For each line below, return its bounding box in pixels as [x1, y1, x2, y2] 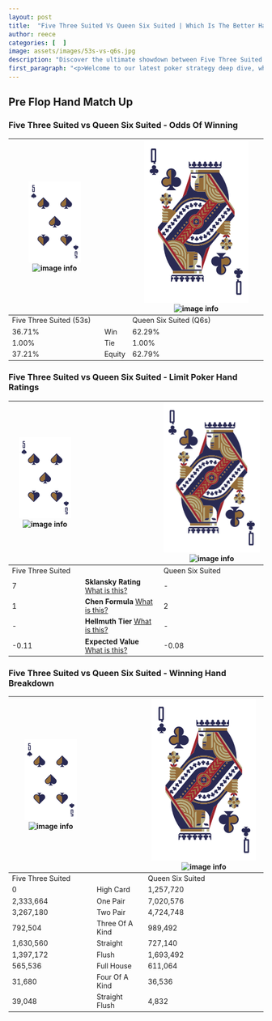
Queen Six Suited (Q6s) [132, 316, 211, 325]
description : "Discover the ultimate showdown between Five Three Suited [8, 56, 263, 64]
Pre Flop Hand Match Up [8, 96, 134, 109]
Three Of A [96, 919, 134, 929]
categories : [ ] [8, 39, 67, 47]
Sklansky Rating [84, 576, 142, 586]
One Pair [96, 896, 125, 906]
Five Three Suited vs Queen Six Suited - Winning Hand [8, 668, 227, 679]
